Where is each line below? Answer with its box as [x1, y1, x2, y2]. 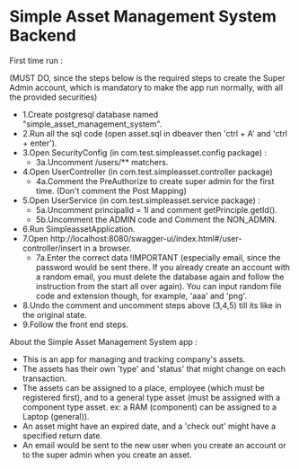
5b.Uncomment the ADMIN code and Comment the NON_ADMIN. [35, 214, 277, 225]
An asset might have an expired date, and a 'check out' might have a [22, 420, 277, 431]
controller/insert [22, 243, 83, 253]
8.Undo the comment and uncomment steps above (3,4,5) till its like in [22, 299, 282, 311]
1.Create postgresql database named [22, 109, 159, 119]
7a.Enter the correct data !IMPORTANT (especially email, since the [35, 252, 281, 262]
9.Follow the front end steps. [22, 319, 128, 330]
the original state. [22, 309, 87, 320]
